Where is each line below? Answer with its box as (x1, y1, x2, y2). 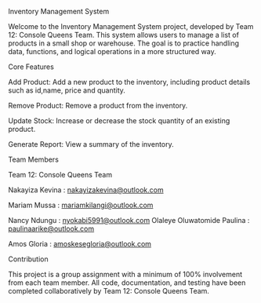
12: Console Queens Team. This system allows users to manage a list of (8, 31, 239, 39)
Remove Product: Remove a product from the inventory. (8, 101, 188, 110)
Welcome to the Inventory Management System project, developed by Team (8, 22, 254, 31)
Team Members (8, 155, 59, 164)
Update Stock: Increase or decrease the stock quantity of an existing (8, 116, 230, 125)
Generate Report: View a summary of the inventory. (8, 140, 174, 148)
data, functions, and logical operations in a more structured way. (8, 47, 217, 56)
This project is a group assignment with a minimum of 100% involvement (8, 270, 243, 279)
